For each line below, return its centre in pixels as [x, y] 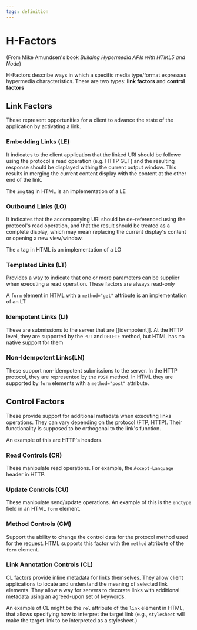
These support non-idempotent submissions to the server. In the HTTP [92, 370]
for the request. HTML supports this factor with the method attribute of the [95, 543]
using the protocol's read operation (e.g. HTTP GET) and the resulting [91, 161]
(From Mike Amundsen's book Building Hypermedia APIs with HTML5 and [96, 57]
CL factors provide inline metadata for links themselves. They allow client [95, 577]
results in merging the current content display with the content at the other [96, 173]
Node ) [14, 63]
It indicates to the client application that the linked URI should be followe [94, 155]
